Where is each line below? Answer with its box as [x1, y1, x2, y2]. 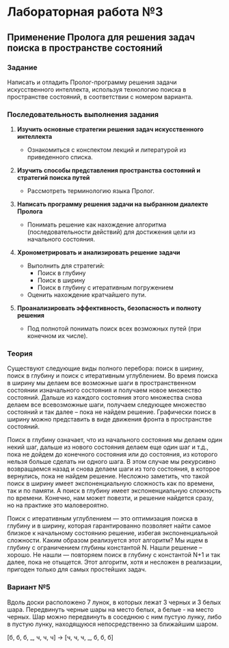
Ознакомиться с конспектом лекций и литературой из [27, 146, 187, 154]
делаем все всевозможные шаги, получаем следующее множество [7, 401, 206, 409]
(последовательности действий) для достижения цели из [27, 228, 196, 236]
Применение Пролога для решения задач [7, 31, 196, 43]
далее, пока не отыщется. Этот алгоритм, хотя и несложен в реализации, [7, 558, 222, 567]
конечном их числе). [27, 332, 88, 340]
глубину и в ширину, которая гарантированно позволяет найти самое [7, 521, 211, 530]
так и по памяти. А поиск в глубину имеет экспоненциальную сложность [7, 487, 222, 495]
